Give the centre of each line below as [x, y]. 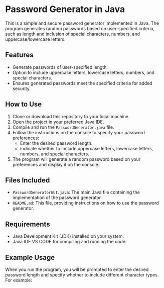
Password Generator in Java [65, 9]
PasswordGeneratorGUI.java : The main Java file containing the [76, 193]
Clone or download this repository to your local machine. [71, 116]
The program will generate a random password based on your [76, 159]
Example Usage [30, 257]
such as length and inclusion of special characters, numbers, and [73, 34]
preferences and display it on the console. [56, 164]
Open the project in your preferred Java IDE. [58, 122]
